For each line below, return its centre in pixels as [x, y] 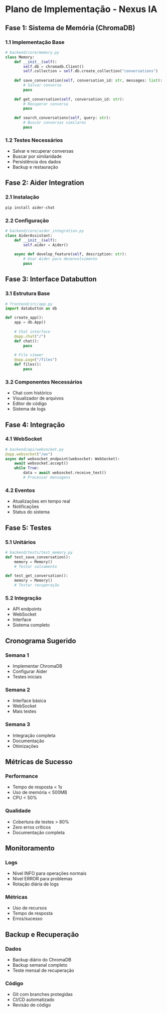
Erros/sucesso [27, 919]
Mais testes [24, 712]
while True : [27, 468]
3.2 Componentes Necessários [44, 382]
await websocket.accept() [41, 463]
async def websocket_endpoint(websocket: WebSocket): [63, 459]
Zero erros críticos [32, 827]
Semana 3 [18, 725]
